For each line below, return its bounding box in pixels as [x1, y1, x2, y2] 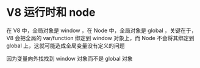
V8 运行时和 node [6, 5, 96, 19]
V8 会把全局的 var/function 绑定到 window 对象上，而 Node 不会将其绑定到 [6, 34, 195, 41]
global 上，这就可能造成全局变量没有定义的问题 [6, 42, 125, 49]
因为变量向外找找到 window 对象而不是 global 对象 [6, 55, 133, 62]
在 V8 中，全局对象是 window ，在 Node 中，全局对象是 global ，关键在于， [6, 27, 197, 34]
